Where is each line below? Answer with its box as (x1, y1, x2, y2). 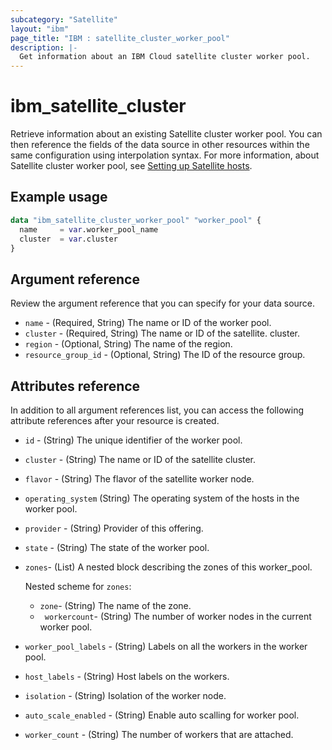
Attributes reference (10, 377, 141, 395)
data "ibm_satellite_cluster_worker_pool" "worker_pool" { (10, 215, 262, 225)
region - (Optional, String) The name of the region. (24, 338, 233, 350)
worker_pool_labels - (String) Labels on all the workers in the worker (24, 641, 308, 652)
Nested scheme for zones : (24, 581, 132, 592)
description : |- (10, 42, 78, 53)
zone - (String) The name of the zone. (39, 600, 192, 611)
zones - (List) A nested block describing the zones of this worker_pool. (24, 561, 313, 573)
